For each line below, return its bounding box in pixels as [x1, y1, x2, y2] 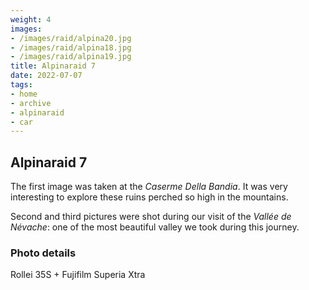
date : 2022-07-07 [10, 71, 83, 81]
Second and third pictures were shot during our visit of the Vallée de [10, 211, 292, 223]
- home [10, 89, 38, 99]
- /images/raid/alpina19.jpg [10, 52, 132, 62]
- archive [10, 98, 52, 108]
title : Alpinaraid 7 [10, 61, 97, 71]
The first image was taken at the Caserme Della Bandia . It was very [10, 181, 288, 193]
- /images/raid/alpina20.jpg [10, 33, 132, 43]
